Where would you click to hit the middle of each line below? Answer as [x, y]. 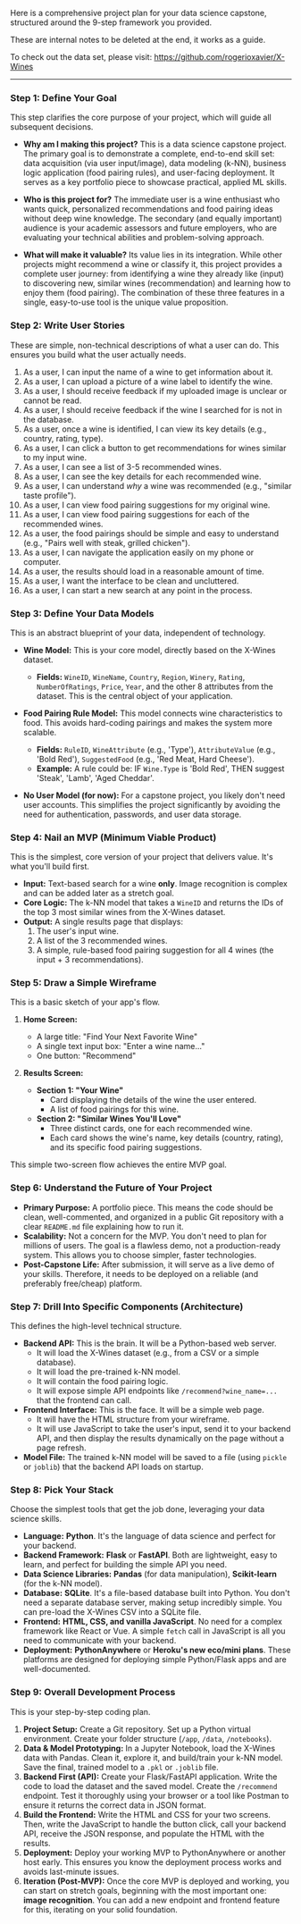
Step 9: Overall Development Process [93, 1693]
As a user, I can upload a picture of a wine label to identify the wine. [148, 381]
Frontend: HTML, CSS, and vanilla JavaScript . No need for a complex [152, 1622]
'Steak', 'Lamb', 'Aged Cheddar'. [95, 777]
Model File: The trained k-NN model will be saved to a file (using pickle [155, 1458]
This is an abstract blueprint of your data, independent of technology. [138, 633]
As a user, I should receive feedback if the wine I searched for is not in [152, 409]
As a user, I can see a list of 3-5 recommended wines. [122, 466]
